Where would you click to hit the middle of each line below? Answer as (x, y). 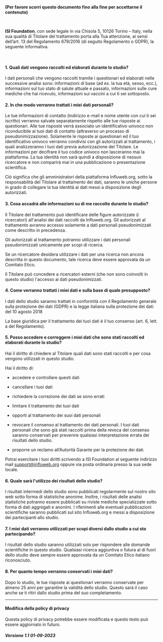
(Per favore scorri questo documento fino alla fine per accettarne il (73, 7)
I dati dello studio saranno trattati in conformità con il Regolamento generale (81, 301)
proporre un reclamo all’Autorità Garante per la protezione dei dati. (78, 450)
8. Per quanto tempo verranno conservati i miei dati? (59, 572)
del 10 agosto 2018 (24, 311)
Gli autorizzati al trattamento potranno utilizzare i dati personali (68, 240)
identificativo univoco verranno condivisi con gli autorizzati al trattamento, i (80, 141)
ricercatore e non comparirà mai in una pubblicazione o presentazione (75, 162)
